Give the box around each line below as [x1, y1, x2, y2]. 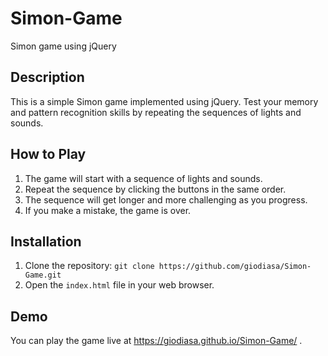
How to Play [10, 146, 87, 163]
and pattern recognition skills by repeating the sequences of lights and [10, 106, 302, 118]
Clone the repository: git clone [24, 260, 155, 272]
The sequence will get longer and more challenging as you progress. [24, 193, 308, 206]
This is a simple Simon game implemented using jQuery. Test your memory [10, 95, 319, 107]
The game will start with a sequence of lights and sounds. [24, 172, 263, 184]
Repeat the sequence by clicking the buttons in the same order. [24, 183, 287, 195]
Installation [10, 233, 82, 250]
